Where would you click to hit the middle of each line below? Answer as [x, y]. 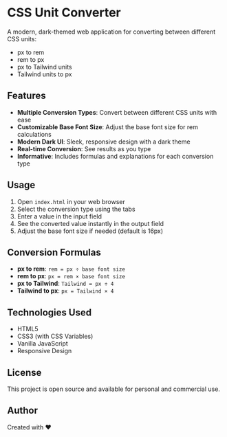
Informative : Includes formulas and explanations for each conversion [115, 156]
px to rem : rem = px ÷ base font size [71, 269]
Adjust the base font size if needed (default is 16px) [90, 231]
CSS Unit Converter [64, 13]
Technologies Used [49, 312]
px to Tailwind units [44, 67]
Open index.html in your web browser [71, 201]
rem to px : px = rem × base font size [71, 276]
